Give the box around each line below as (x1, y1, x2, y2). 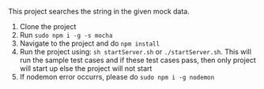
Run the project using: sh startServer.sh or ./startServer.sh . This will (19, 47, 251, 56)
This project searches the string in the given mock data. (8, 7, 190, 16)
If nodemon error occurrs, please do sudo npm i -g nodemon (19, 72, 215, 81)
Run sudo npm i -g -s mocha (19, 31, 113, 39)
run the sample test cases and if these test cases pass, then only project (19, 55, 257, 65)
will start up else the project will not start (19, 64, 153, 73)
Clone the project (19, 22, 77, 31)
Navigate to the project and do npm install (19, 39, 160, 48)
